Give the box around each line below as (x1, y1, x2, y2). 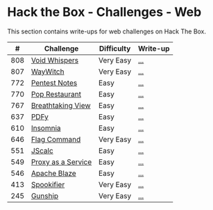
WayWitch (31, 67, 65, 76)
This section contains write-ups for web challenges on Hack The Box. (7, 27, 207, 35)
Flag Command (31, 134, 81, 144)
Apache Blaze (31, 168, 76, 178)
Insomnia (31, 123, 61, 133)
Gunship (31, 191, 59, 200)
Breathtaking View (31, 100, 92, 110)
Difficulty (99, 43, 131, 53)
